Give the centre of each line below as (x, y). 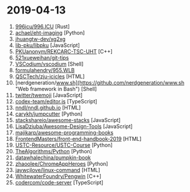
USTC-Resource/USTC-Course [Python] (64, 145)
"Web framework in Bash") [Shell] (56, 89)
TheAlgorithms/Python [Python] (54, 151)
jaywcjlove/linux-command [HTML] (57, 170)
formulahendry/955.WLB (45, 70)
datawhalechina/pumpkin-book (53, 157)
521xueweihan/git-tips (42, 58)
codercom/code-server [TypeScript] (59, 182)
